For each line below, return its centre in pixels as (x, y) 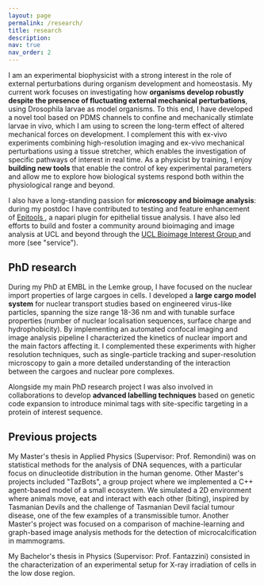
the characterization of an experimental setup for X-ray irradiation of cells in (132, 565)
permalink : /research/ (46, 23)
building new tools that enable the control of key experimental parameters (130, 168)
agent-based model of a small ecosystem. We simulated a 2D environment (130, 490)
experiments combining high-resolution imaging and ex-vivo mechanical (126, 143)
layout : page (30, 16)
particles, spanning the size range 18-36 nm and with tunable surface (122, 312)
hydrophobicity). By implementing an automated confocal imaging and (123, 329)
